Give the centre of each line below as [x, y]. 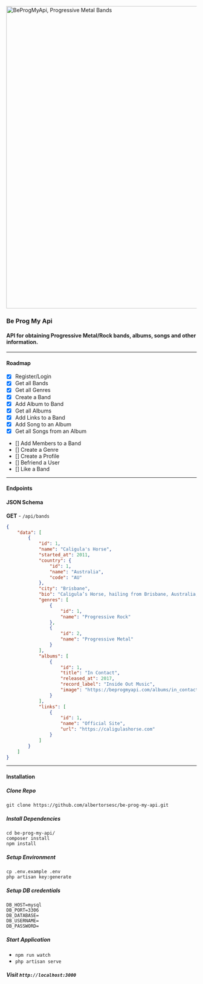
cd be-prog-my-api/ [31, 833]
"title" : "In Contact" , [90, 673]
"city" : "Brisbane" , [64, 589]
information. [22, 342]
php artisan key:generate [39, 877]
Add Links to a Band [40, 417]
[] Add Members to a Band [48, 443]
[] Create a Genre [37, 449]
